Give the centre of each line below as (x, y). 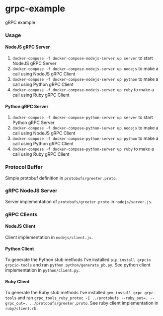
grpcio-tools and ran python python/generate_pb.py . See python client (78, 265)
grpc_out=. (16, 304)
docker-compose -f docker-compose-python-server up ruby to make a (83, 149)
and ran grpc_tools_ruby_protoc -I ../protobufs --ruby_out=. (82, 298)
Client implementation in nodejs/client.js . (49, 237)
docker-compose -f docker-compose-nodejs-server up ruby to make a (83, 90)
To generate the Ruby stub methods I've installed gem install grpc (74, 293)
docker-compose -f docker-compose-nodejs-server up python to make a (85, 79)
